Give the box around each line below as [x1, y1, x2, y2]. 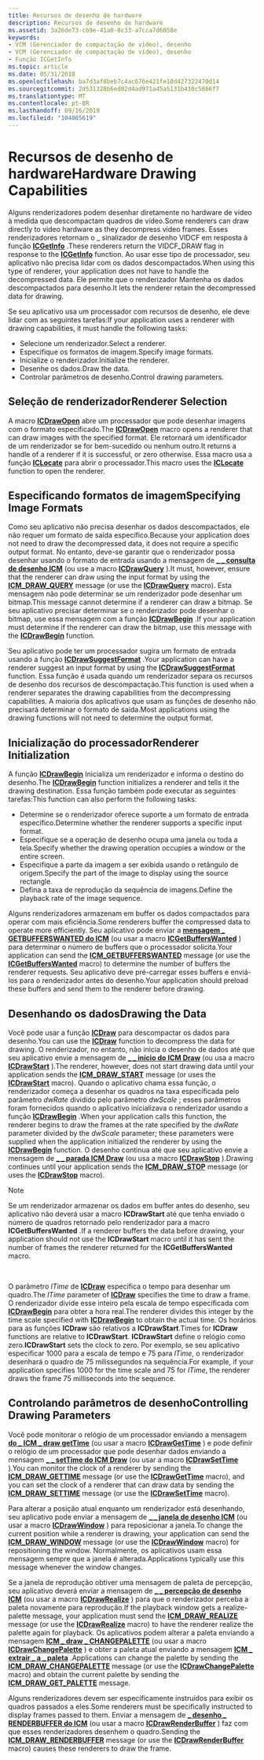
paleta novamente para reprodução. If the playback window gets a [8, 1602, 222, 1612]
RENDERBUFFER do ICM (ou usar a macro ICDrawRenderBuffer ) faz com [8, 1718, 249, 1728]
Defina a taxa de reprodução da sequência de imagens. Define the [19, 885, 233, 895]
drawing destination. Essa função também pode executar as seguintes [8, 786, 236, 796]
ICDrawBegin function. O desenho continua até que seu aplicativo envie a [8, 1145, 248, 1155]
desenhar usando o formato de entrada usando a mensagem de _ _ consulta [8, 556, 256, 565]
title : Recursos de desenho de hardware [8, 11, 143, 20]
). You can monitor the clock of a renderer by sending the [8, 1463, 192, 1472]
